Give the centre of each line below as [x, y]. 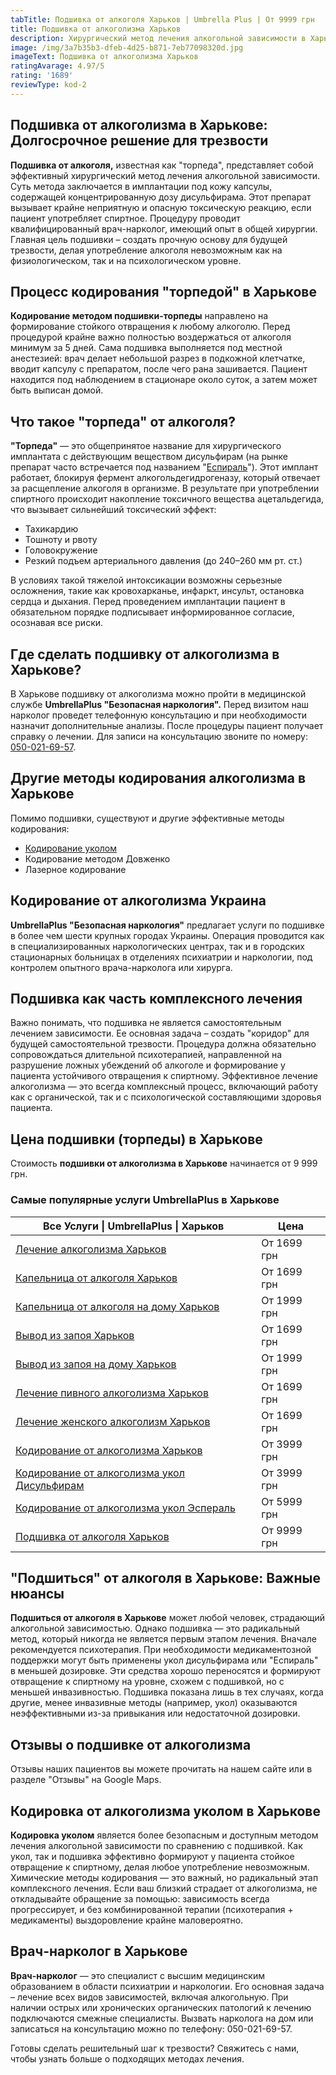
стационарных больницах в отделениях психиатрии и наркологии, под [161, 957]
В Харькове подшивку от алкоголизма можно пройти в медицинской [158, 694]
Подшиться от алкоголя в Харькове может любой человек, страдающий [168, 1618]
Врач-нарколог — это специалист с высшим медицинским [137, 1975]
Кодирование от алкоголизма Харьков [109, 1450]
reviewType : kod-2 [48, 85]
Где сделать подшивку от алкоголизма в [145, 654]
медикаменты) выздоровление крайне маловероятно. [127, 1920]
